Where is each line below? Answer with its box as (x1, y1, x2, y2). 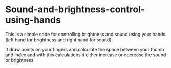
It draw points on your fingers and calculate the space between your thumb (5, 46, 165, 52)
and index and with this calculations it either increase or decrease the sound (5, 52, 166, 58)
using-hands (5, 14, 61, 26)
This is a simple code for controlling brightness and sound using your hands (5, 31, 165, 37)
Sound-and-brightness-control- (5, 4, 145, 15)
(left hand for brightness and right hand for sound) (5, 37, 112, 43)
